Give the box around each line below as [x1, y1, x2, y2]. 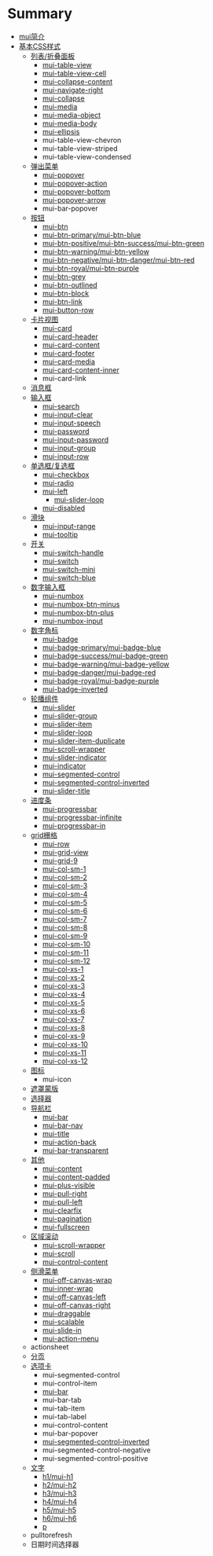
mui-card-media [42, 357, 96, 366]
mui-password [42, 426, 90, 436]
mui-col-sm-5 [42, 897, 88, 907]
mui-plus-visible [42, 1180, 95, 1190]
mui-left [42, 486, 68, 496]
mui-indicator [42, 761, 86, 770]
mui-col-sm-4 [42, 889, 88, 898]
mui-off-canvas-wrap [42, 1275, 112, 1285]
